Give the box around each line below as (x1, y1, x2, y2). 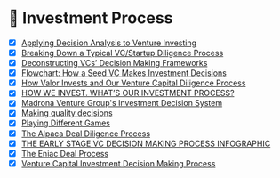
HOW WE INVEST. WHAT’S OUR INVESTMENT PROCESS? (20, 88, 235, 99)
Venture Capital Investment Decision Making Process (20, 158, 216, 168)
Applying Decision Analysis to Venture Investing (20, 37, 197, 48)
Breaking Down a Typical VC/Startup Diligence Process (20, 48, 224, 58)
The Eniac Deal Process (20, 148, 108, 158)
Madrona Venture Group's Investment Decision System (20, 98, 223, 109)
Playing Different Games (20, 117, 110, 128)
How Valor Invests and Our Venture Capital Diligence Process (20, 77, 246, 88)
